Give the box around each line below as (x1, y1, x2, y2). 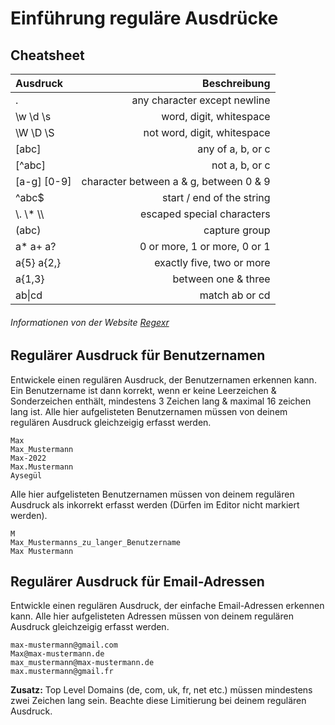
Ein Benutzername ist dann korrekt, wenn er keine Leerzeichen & (10, 384, 277, 396)
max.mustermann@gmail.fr (10, 667, 114, 677)
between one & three (172, 272, 271, 286)
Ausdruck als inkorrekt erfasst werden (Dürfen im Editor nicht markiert (10, 498, 300, 511)
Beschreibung (202, 77, 271, 90)
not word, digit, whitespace (143, 126, 271, 139)
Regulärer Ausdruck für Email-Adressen (10, 573, 265, 591)
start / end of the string (161, 191, 271, 204)
